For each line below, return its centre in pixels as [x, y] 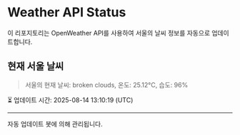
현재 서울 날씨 [36, 66]
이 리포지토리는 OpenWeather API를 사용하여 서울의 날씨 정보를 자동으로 [109, 33]
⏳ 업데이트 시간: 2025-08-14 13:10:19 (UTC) [70, 99]
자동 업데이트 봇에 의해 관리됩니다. [55, 124]
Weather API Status [67, 12]
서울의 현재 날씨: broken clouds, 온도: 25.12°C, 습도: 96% [106, 85]
